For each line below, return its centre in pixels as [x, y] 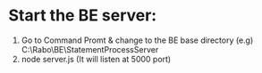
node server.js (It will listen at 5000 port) [96, 59]
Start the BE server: [83, 16]
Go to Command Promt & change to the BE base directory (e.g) [137, 40]
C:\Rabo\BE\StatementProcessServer [90, 49]
